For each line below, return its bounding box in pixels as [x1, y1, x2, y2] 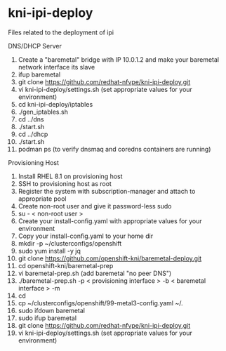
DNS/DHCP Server [8, 41, 62, 50]
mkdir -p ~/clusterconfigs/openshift [18, 239, 122, 247]
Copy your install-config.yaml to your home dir [18, 232, 154, 240]
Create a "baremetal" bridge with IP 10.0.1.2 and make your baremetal [18, 55, 220, 64]
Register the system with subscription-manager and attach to [18, 187, 196, 195]
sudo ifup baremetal [18, 314, 77, 322]
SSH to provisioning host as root [18, 179, 112, 187]
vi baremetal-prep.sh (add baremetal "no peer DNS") [18, 269, 172, 277]
